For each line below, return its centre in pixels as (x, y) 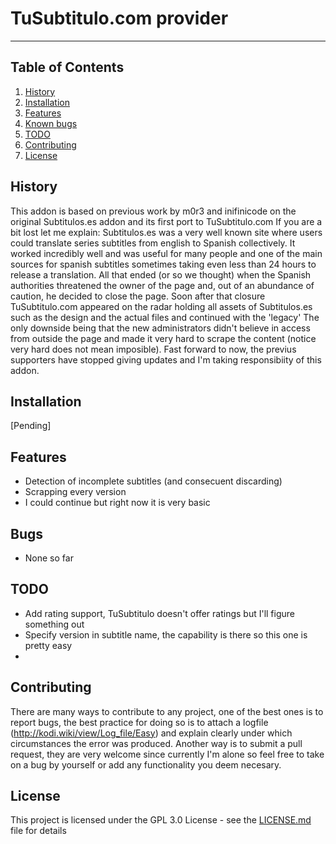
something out (54, 624)
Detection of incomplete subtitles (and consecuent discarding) (153, 481)
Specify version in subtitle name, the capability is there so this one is (166, 634)
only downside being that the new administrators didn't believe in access (160, 328)
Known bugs (51, 123)
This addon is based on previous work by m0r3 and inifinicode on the (153, 211)
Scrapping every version (75, 492)
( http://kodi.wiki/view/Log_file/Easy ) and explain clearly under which (151, 733)
